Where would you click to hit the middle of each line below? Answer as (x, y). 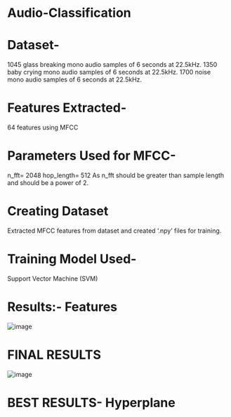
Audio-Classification (69, 13)
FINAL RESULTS (54, 355)
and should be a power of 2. (48, 183)
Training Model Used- (72, 259)
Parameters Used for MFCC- (92, 156)
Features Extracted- (67, 108)
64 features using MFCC (43, 127)
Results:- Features (62, 307)
